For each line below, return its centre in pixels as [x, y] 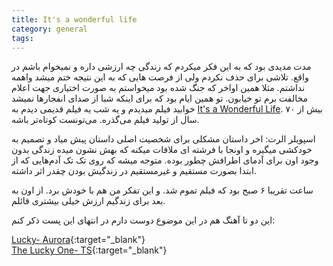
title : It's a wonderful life [74, 19]
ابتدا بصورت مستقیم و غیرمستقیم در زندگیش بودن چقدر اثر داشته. [134, 171]
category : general [49, 29]
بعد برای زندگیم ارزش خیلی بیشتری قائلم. [88, 201]
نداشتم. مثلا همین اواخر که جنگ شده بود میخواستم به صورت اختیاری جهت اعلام [158, 88]
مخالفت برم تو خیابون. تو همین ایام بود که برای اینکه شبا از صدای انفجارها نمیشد [160, 98]
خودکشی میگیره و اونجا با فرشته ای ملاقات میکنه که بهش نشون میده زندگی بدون [162, 150]
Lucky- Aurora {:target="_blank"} [78, 240]
